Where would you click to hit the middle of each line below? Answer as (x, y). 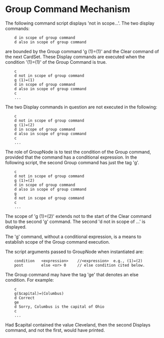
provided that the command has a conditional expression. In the (71, 157)
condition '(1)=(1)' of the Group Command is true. (56, 62)
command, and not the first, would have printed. (55, 330)
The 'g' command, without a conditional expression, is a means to (73, 237)
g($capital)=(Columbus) (39, 293)
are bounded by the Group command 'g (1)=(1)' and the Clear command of (82, 51)
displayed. (16, 227)
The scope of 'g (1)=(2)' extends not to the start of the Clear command (78, 216)
